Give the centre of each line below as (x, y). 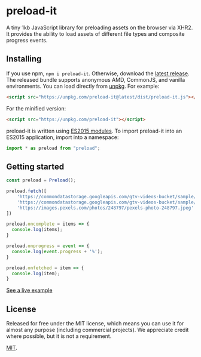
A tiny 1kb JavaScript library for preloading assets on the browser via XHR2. (100, 27)
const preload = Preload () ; (41, 180)
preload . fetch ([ (26, 191)
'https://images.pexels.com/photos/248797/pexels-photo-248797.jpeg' (106, 208)
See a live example (29, 290)
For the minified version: (36, 108)
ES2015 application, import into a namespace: (63, 137)
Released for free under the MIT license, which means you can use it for (95, 324)
